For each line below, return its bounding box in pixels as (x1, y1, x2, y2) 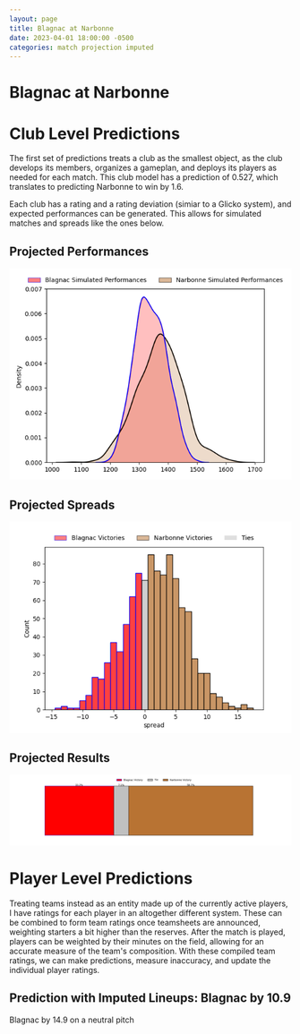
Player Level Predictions (9, 868, 193, 888)
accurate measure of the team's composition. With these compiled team (9, 945, 276, 956)
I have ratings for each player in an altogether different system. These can (9, 907, 283, 918)
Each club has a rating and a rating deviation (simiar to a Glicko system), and (9, 199, 292, 209)
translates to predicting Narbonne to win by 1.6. (9, 182, 184, 192)
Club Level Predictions (9, 124, 181, 143)
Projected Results (9, 750, 110, 765)
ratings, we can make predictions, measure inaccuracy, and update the (9, 954, 271, 966)
